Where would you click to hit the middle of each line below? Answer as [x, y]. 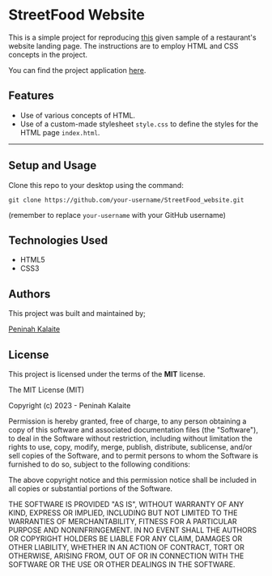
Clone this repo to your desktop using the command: [96, 185]
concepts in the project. [48, 54]
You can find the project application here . [77, 70]
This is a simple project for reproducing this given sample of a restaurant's [132, 37]
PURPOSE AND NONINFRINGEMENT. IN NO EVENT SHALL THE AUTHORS [133, 530]
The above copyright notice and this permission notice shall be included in [132, 480]
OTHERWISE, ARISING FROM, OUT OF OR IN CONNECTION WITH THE [126, 556]
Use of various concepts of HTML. [78, 115]
